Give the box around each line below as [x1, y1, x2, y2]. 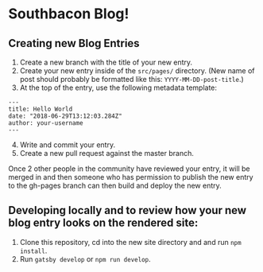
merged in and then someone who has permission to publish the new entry [8, 173, 253, 181]
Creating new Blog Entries [8, 37, 141, 50]
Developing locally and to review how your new [8, 204, 247, 217]
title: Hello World [8, 105, 73, 113]
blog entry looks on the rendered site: [8, 216, 199, 230]
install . [19, 246, 48, 255]
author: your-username [8, 119, 83, 127]
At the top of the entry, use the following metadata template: [19, 83, 217, 92]
